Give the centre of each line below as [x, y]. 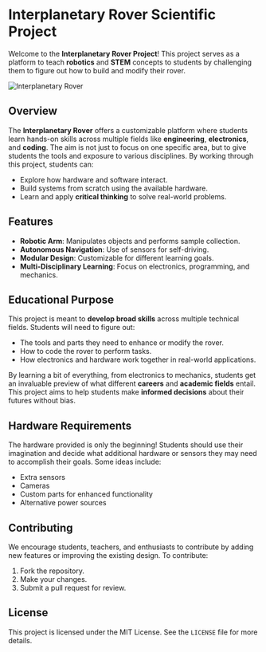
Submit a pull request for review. [73, 588]
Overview [33, 111]
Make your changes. [53, 579]
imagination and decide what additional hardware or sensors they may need [133, 454]
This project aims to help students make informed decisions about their [126, 392]
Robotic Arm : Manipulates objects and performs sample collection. [130, 241]
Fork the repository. [52, 571]
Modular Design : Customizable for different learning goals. [117, 257]
